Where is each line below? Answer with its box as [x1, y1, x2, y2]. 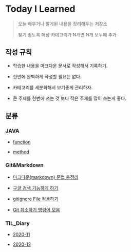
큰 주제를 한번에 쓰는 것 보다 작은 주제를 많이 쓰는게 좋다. [12, 95, 127, 101]
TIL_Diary [5, 220, 30, 227]
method [12, 149, 30, 155]
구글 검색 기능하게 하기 [12, 185, 59, 191]
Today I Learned [5, 3, 76, 15]
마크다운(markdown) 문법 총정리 [12, 174, 79, 180]
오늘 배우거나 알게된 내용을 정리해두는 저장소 [17, 20, 108, 27]
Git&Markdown [5, 162, 44, 169]
